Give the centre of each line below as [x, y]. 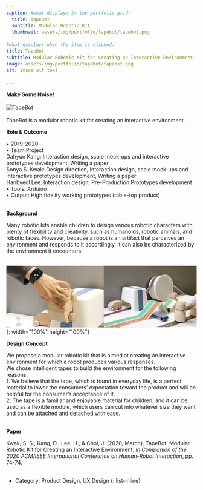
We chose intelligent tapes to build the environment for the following [91, 368]
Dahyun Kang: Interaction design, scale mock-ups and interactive [88, 157]
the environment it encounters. [44, 251]
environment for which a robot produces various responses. [81, 362]
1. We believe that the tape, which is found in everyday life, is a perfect [94, 381]
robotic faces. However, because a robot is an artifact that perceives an [95, 238]
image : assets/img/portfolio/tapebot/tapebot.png [70, 64]
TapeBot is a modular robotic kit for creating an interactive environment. [96, 121]
